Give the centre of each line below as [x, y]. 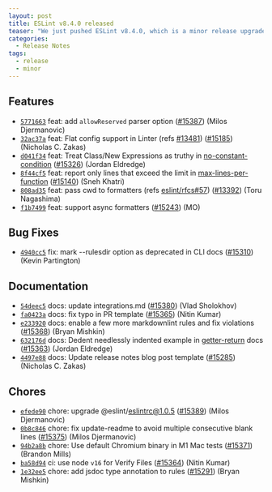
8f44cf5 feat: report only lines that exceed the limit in [108, 173]
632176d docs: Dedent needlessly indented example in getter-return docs [142, 340]
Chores [27, 391]
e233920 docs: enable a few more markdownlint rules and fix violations [137, 323]
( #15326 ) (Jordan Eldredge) [100, 164]
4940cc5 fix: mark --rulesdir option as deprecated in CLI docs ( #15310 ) [137, 252]
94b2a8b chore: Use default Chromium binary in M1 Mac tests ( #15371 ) [136, 445]
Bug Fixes [34, 232]
